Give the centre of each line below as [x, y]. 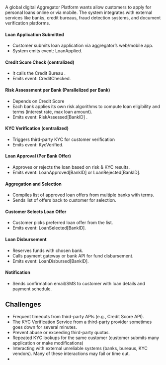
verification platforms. [28, 23]
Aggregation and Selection [34, 184]
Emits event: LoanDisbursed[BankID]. [50, 261]
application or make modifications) [48, 343]
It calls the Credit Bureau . [39, 73]
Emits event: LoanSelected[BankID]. [49, 228]
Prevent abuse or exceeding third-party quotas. [61, 332]
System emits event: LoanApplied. [47, 51]
